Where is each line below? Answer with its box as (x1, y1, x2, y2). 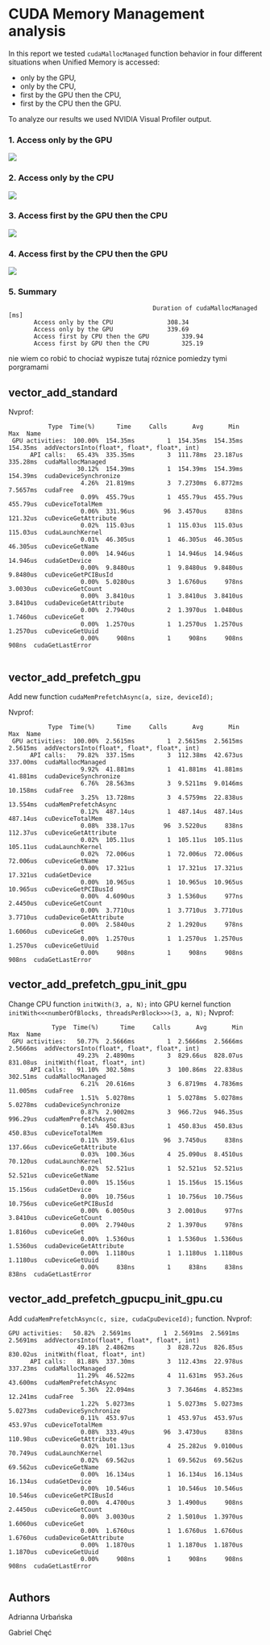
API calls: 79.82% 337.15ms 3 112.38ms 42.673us (29, 752, 243, 760)
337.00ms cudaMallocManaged (8, 759, 106, 767)
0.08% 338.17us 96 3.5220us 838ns (80, 822, 243, 831)
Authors (8, 1591, 51, 1605)
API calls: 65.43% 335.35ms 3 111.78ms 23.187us (29, 451, 243, 460)
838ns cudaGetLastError (8, 1270, 92, 1278)
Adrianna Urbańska (8, 1612, 73, 1622)
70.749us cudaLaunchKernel (8, 1449, 103, 1457)
